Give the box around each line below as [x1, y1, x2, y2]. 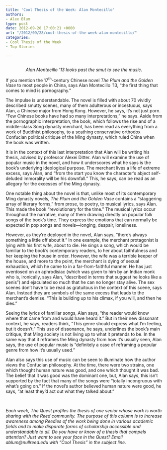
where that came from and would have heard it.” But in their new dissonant [5, 315, 159, 321]
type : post [5, 21, 28, 26]
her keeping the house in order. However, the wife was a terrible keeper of [5, 253, 158, 259]
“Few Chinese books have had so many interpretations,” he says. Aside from [5, 113, 163, 119]
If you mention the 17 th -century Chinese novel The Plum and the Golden [5, 76, 153, 83]
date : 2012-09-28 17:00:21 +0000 [5, 26, 75, 31]
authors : [5, 12, 24, 17]
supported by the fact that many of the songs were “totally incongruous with [5, 378, 162, 384]
